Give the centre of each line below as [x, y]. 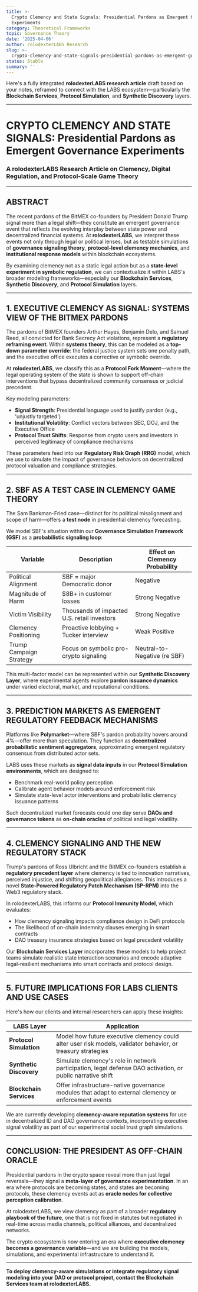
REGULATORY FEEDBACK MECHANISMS [82, 720]
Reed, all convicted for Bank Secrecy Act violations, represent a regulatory [97, 338]
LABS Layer [29, 1026]
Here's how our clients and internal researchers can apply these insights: [95, 1012]
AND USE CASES [37, 997]
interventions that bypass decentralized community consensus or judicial [95, 381]
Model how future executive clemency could [117, 1036]
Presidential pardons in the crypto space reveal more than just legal [88, 1174]
